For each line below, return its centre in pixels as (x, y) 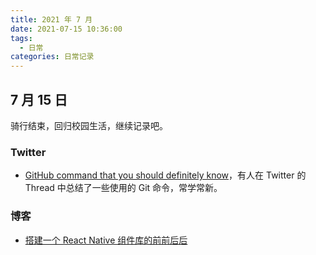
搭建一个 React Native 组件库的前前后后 (106, 240)
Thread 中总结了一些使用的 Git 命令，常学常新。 (123, 188)
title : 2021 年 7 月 (51, 19)
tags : (21, 38)
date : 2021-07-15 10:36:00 (66, 29)
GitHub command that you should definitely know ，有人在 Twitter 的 (165, 175)
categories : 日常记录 (52, 57)
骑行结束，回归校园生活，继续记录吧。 (89, 125)
